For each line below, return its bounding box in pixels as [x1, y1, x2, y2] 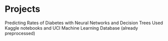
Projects [5, 3, 41, 15]
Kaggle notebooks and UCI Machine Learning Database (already [5, 25, 138, 31]
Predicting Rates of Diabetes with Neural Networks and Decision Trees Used [5, 20, 163, 26]
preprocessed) [5, 30, 36, 36]
